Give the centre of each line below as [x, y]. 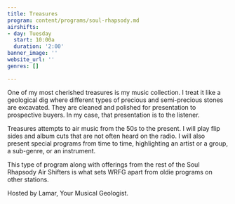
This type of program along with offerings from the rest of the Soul [103, 164]
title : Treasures [33, 14]
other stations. [28, 179]
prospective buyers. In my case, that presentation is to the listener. [103, 115]
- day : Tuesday [29, 33]
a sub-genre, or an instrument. [52, 151]
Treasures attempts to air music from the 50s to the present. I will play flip [114, 128]
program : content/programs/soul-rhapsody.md [73, 20]
